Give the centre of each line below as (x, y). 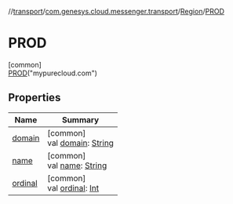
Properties (35, 98)
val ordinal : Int (73, 188)
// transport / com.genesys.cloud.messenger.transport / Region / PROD (116, 11)
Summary (80, 119)
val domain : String (80, 143)
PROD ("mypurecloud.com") (53, 73)
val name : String (77, 166)
